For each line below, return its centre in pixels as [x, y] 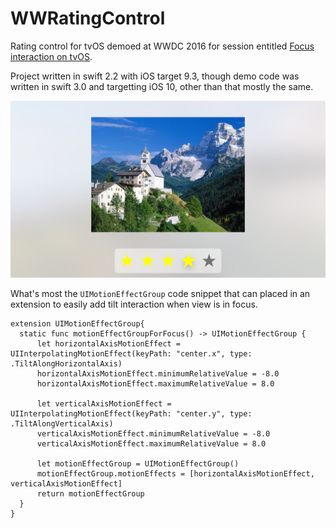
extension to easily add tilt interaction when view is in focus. [134, 304]
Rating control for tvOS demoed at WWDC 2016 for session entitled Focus [162, 46]
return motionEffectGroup [90, 494]
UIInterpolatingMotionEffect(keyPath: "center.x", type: [131, 354]
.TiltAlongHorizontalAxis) [66, 364]
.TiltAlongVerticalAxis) [62, 424]
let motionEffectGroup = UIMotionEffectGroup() [138, 464]
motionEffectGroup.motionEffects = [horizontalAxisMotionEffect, [175, 474]
